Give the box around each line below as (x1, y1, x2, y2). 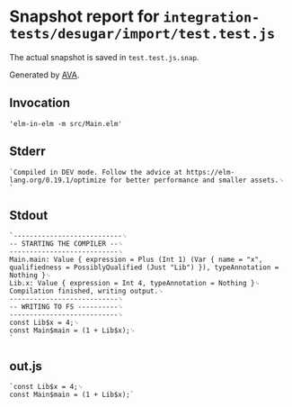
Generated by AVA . (9, 69, 80, 80)
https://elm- (185, 167, 235, 176)
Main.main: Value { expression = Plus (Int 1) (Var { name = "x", (9, 255, 263, 265)
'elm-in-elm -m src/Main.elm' (9, 119, 123, 128)
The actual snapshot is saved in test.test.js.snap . (9, 51, 199, 62)
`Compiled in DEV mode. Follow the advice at (9, 167, 182, 176)
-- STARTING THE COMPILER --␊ (9, 240, 124, 249)
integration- (163, 9, 261, 26)
